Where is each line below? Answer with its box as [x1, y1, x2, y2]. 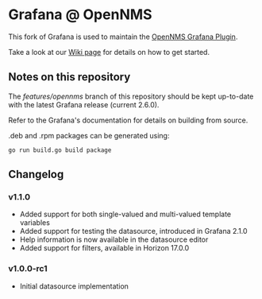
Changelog [8, 168, 64, 181]
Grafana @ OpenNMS [8, 6, 152, 24]
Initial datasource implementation [19, 281, 129, 291]
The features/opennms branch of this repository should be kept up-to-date [8, 91, 254, 101]
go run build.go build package [8, 146, 112, 154]
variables [19, 218, 50, 227]
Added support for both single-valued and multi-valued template [19, 209, 232, 219]
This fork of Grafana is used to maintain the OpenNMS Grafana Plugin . [8, 32, 238, 41]
